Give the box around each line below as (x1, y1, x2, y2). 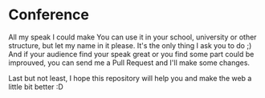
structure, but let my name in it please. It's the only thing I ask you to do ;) (8, 40, 252, 50)
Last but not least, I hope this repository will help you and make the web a (8, 73, 252, 83)
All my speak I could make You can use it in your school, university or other (8, 32, 257, 42)
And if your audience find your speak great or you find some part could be (8, 49, 255, 59)
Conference (8, 6, 90, 24)
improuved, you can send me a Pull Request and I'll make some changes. (8, 58, 251, 67)
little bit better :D (8, 82, 64, 92)
